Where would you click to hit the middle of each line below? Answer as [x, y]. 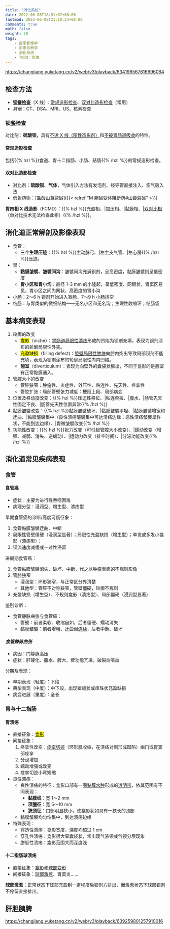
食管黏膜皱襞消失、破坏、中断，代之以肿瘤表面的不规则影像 [75, 569]
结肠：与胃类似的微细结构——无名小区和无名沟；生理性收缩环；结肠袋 [86, 303]
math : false [18, 29]
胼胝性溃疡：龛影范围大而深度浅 [54, 843]
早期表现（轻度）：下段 [36, 682]
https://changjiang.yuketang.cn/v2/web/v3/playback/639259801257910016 [84, 921]
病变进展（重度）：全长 [36, 695]
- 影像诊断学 [26, 48]
